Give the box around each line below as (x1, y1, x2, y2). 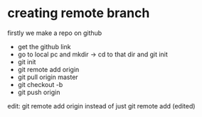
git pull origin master (17, 73, 78, 81)
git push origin (17, 88, 60, 96)
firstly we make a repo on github (7, 29, 102, 37)
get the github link (17, 42, 71, 51)
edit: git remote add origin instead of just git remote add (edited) (7, 101, 196, 110)
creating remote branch (7, 5, 150, 21)
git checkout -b (17, 80, 63, 88)
